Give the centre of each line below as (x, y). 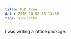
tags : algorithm (21, 18)
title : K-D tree (21, 9)
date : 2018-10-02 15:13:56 (32, 14)
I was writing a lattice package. (35, 32)
